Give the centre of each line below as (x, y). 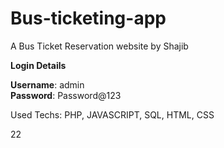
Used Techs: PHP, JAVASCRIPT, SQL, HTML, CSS (112, 114)
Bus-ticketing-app (88, 18)
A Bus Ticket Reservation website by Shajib (99, 46)
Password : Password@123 (66, 95)
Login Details (38, 65)
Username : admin (47, 84)
